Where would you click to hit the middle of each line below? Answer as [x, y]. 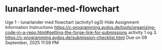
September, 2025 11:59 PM [32, 42]
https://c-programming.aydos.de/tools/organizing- [105, 27]
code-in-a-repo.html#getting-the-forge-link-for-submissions [66, 32]
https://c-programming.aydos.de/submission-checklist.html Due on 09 [76, 37]
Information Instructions [29, 27]
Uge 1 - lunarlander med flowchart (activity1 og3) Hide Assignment [72, 22]
